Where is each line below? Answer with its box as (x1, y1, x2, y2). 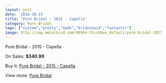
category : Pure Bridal (5, 21, 52, 26)
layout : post (5, 7, 32, 12)
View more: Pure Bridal (5, 73, 52, 78)
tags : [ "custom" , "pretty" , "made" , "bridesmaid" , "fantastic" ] (5, 26, 132, 31)
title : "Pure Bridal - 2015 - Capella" (5, 16, 87, 21)
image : (5, 30, 19, 35)
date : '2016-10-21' (5, 12, 45, 17)
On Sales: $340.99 (5, 53, 44, 59)
